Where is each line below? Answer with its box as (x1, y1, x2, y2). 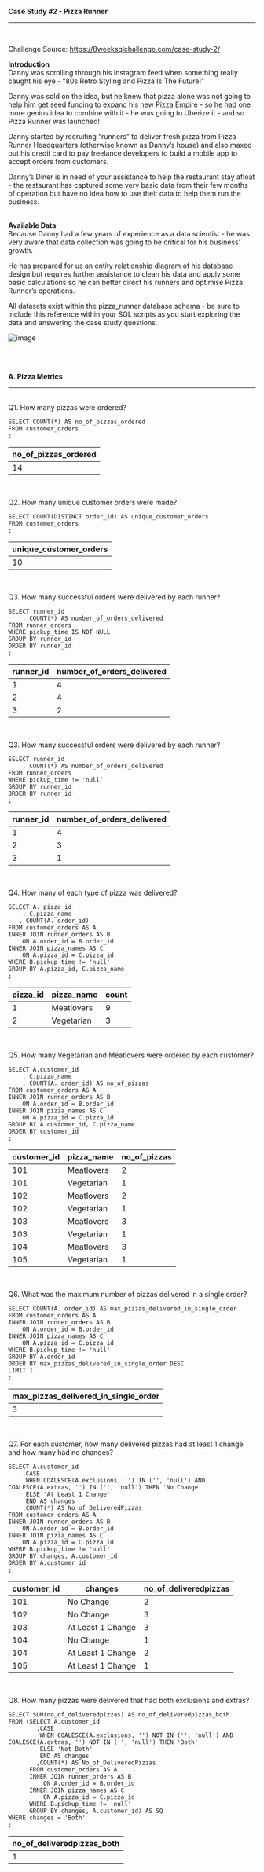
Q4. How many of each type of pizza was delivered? (8, 888, 178, 897)
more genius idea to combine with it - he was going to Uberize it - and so (8, 108, 245, 117)
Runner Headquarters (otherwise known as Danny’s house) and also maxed (8, 141, 253, 149)
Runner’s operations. (8, 286, 75, 295)
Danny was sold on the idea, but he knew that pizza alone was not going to (8, 92, 251, 101)
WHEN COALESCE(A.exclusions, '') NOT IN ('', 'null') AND (39, 1731, 234, 1739)
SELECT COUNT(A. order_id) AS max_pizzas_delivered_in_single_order (8, 1305, 237, 1313)
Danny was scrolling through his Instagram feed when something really (8, 68, 238, 77)
